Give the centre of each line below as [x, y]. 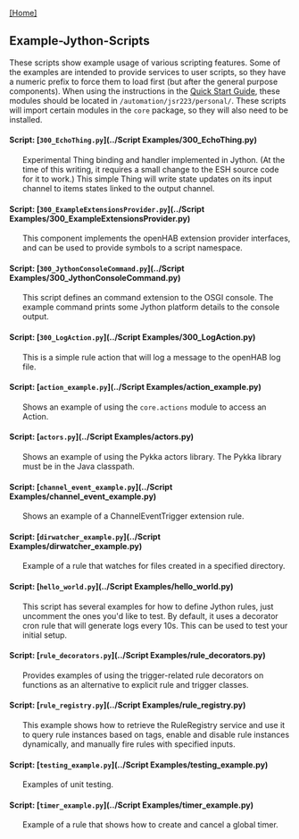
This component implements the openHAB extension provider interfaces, [156, 238]
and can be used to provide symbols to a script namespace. [132, 248]
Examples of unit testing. [68, 784]
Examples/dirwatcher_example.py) [76, 546]
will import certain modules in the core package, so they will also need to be [149, 110]
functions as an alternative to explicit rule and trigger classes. [135, 684]
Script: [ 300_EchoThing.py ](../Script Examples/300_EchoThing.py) [133, 140]
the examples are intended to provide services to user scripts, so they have [148, 72]
